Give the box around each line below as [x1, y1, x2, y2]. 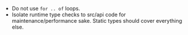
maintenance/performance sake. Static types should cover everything [11, 17, 182, 24]
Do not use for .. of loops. [11, 5, 80, 12]
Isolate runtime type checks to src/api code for [11, 11, 126, 18]
